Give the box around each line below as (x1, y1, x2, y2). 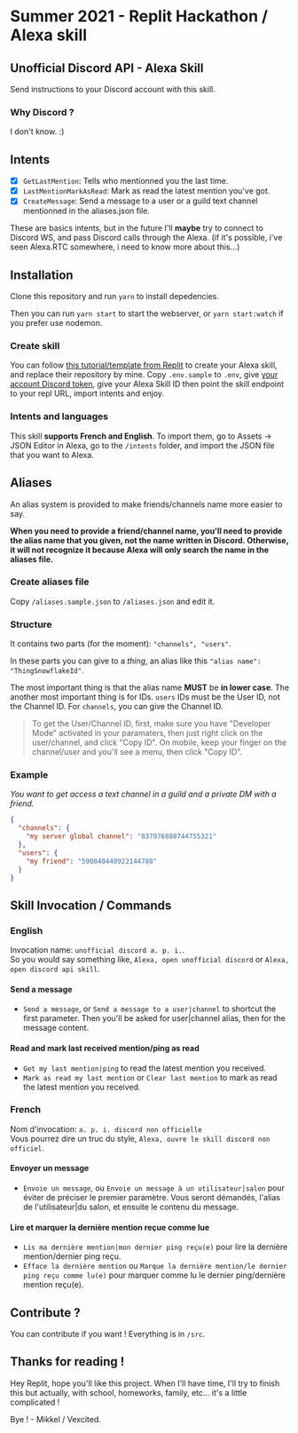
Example (10, 769, 49, 781)
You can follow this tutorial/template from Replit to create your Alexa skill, (10, 360, 278, 370)
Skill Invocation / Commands (10, 898, 172, 913)
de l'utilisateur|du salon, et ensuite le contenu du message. (22, 1201, 239, 1212)
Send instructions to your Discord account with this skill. (10, 84, 216, 94)
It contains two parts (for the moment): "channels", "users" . (10, 638, 231, 649)
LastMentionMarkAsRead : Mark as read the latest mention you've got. (22, 186, 271, 196)
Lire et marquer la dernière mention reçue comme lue (10, 1222, 210, 1232)
